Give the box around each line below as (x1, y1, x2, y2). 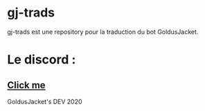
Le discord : (7, 52, 76, 68)
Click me (7, 79, 46, 91)
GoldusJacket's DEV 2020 (7, 97, 82, 105)
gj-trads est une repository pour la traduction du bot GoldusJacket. (7, 28, 199, 36)
